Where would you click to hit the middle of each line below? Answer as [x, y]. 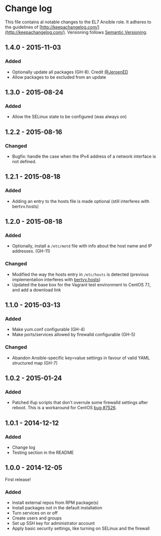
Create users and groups [37, 518]
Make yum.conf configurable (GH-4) [48, 329]
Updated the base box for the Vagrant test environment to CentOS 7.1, [81, 285]
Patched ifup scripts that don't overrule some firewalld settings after [80, 402]
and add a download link [37, 290]
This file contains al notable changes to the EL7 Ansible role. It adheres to [78, 22]
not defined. [24, 161]
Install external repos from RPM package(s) [55, 502]
